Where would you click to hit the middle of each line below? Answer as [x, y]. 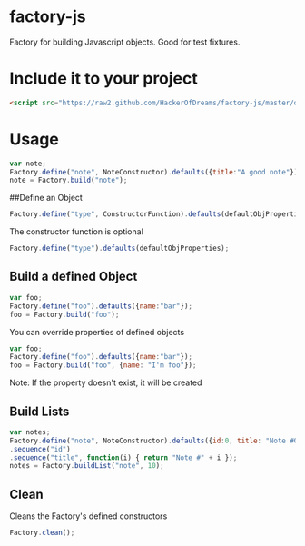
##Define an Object [46, 198]
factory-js [48, 17]
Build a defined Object [74, 277]
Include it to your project [103, 79]
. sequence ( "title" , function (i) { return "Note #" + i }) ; [123, 457]
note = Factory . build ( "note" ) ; [69, 180]
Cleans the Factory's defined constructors [89, 516]
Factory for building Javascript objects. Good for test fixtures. [125, 42]
